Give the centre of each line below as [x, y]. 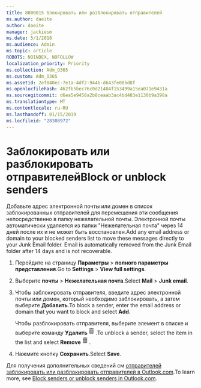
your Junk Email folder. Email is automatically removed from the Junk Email [99, 245]
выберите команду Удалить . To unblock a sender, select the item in [104, 333]
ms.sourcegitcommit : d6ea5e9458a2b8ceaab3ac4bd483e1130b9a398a [87, 95]
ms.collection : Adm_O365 [37, 70]
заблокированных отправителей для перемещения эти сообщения [92, 213]
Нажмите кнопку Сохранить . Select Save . [68, 354]
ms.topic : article [29, 51]
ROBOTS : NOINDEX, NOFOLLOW [40, 57]
